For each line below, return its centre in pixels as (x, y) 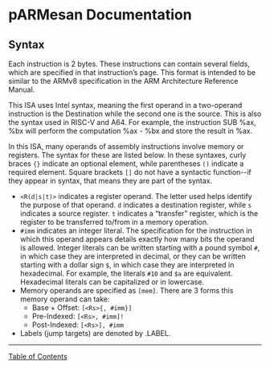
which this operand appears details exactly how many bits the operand (137, 239)
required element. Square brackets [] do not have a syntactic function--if (130, 172)
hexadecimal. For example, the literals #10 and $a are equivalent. (126, 273)
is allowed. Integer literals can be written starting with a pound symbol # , (140, 248)
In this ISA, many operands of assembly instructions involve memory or (126, 146)
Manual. (22, 89)
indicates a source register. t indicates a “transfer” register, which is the (139, 214)
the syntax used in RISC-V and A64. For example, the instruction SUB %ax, (132, 122)
